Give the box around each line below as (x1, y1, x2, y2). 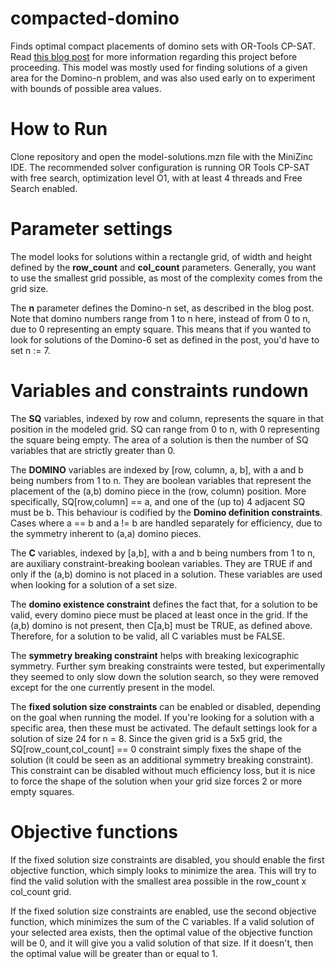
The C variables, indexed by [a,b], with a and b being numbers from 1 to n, (10, 547, 316, 559)
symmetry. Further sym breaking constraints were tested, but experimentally (10, 660, 326, 672)
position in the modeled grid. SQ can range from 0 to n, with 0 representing (10, 423, 320, 435)
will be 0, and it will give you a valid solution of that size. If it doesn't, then (10, 937, 314, 949)
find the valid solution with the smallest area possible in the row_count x (10, 875, 307, 887)
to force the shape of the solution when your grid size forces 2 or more (10, 775, 303, 787)
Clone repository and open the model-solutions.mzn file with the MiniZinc (10, 150, 314, 162)
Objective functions (10, 820, 179, 843)
